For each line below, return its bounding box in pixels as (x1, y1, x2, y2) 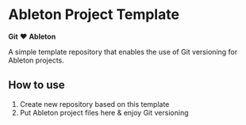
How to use (8, 78, 65, 92)
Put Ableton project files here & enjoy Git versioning (19, 108, 189, 117)
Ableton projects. (8, 55, 65, 65)
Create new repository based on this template (19, 99, 170, 108)
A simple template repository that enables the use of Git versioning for (8, 47, 238, 56)
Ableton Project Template (8, 6, 180, 24)
